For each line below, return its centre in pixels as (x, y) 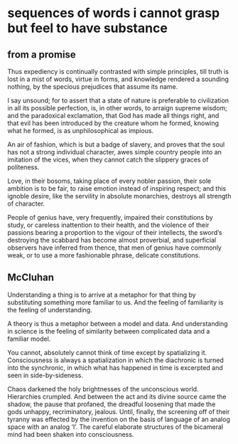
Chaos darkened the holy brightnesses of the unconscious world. (103, 388)
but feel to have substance (88, 28)
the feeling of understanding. (50, 310)
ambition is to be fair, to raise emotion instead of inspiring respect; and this (117, 189)
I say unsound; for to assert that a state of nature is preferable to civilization (118, 100)
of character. (26, 203)
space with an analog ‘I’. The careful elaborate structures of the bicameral (115, 427)
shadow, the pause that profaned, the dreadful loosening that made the (112, 404)
